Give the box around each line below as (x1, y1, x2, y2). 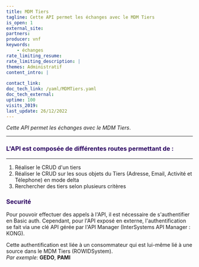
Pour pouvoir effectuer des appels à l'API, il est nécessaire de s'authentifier (6, 211, 190, 218)
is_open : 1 (6, 20, 33, 26)
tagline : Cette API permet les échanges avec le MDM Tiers (6, 14, 155, 20)
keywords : (6, 42, 31, 48)
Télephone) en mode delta (14, 176, 79, 183)
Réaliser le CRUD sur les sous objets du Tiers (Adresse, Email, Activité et (14, 170, 192, 177)
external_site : (6, 25, 44, 31)
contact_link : (6, 81, 41, 87)
